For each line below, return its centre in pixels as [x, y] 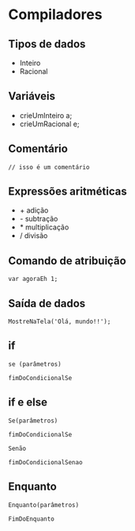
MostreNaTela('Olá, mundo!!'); [60, 322]
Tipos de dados [47, 44]
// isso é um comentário [49, 167]
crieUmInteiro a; [46, 115]
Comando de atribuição [67, 261]
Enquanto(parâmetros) [44, 505]
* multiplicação [44, 227]
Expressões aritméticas [68, 192]
